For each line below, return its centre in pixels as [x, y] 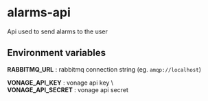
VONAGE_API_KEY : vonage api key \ [60, 83]
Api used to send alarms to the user [58, 31]
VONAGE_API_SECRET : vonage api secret [68, 89]
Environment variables [57, 53]
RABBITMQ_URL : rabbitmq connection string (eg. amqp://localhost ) [104, 69]
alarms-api [39, 13]
